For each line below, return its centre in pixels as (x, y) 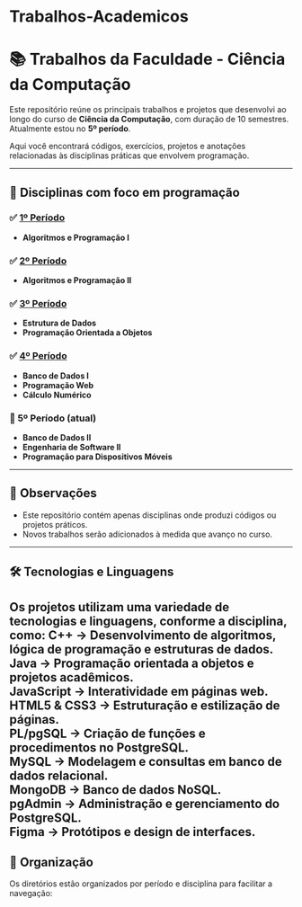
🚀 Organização (52, 862)
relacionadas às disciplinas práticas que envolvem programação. (129, 156)
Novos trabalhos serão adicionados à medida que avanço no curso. (147, 534)
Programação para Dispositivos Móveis (97, 457)
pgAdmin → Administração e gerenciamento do (145, 803)
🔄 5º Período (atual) (53, 418)
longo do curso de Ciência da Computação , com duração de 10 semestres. (149, 120)
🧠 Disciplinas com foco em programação (124, 192)
